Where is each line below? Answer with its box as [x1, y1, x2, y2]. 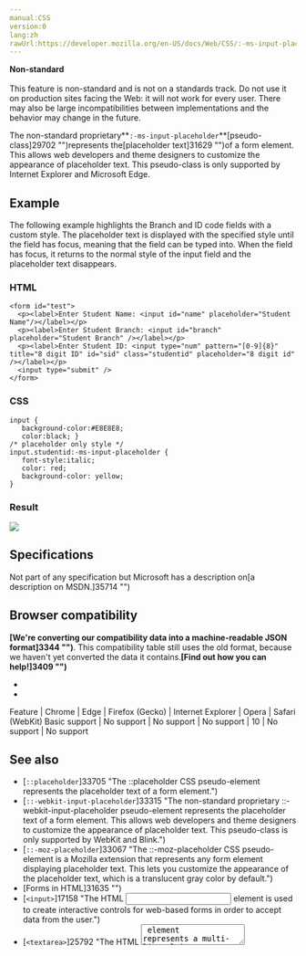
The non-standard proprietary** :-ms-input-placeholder [9, 130, 219, 142]
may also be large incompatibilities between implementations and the [9, 102, 270, 114]
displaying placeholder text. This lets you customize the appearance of [22, 864, 290, 875]
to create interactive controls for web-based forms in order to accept [22, 905, 282, 916]
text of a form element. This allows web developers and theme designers [22, 814, 297, 826]
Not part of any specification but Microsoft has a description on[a [9, 572, 255, 583]
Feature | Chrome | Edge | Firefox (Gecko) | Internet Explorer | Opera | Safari [9, 706, 296, 717]
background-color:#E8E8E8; [21, 424, 125, 433]
